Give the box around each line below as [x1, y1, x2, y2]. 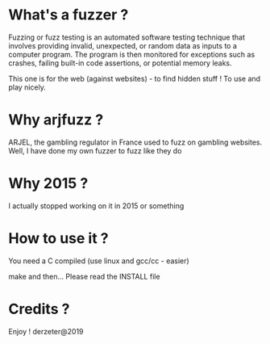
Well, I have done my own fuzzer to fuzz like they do [8, 145, 182, 155]
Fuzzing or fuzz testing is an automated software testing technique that [8, 32, 246, 42]
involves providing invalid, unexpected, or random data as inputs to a [8, 40, 238, 50]
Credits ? [8, 300, 70, 318]
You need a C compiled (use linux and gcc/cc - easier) [8, 256, 189, 266]
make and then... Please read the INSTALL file [8, 271, 160, 281]
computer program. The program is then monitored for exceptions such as [8, 49, 255, 59]
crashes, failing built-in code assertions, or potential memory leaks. [8, 58, 232, 68]
